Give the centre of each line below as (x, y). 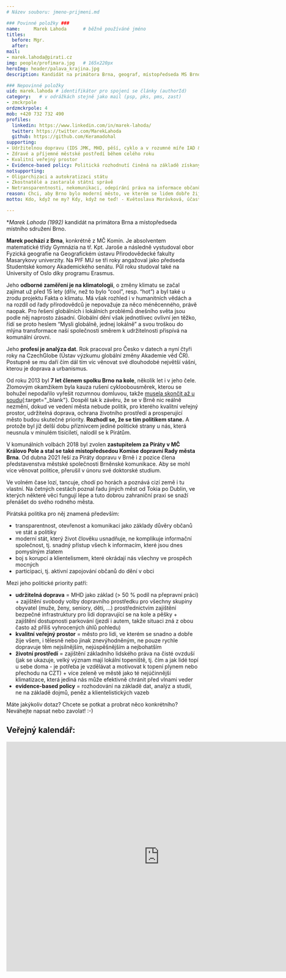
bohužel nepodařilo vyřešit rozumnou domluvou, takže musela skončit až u (101, 393)
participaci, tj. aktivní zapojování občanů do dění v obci (85, 571)
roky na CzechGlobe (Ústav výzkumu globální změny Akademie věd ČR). (98, 355)
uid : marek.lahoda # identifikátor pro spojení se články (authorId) (97, 91)
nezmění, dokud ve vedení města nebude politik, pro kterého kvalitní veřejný (102, 406)
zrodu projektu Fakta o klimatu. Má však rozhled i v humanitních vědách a (99, 298)
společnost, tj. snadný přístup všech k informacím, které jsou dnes (99, 545)
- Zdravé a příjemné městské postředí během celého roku (80, 154)
